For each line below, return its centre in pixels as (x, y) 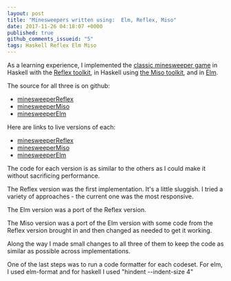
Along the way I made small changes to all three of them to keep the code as (115, 244)
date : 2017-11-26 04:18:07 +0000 (55, 26)
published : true (30, 33)
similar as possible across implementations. (69, 251)
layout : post (26, 13)
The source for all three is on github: (58, 86)
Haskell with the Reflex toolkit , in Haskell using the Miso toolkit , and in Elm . (113, 72)
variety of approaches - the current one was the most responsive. (100, 196)
